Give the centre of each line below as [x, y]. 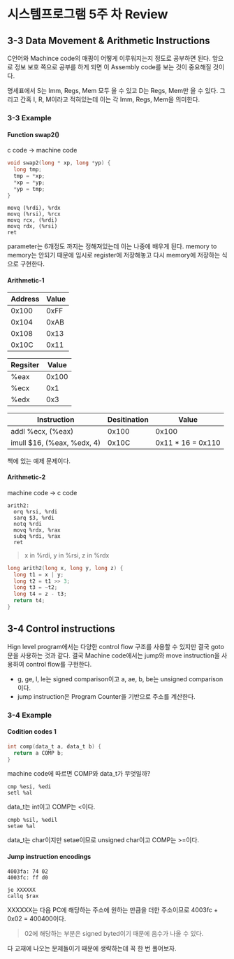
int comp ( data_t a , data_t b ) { [54, 746]
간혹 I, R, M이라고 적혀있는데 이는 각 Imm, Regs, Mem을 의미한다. [110, 99]
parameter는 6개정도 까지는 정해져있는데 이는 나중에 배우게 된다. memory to [112, 246]
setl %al [20, 793]
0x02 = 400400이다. [37, 918]
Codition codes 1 [32, 732]
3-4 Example [30, 715]
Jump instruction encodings [49, 857]
